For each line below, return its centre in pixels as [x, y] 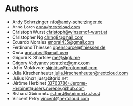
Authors [22, 8]
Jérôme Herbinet [29, 83]
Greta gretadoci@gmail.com [40, 52]
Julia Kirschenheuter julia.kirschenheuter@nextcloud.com [70, 73]
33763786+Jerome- [67, 83]
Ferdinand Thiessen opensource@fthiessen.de [59, 47]
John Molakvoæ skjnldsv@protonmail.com [55, 67]
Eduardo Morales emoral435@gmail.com [53, 42]
